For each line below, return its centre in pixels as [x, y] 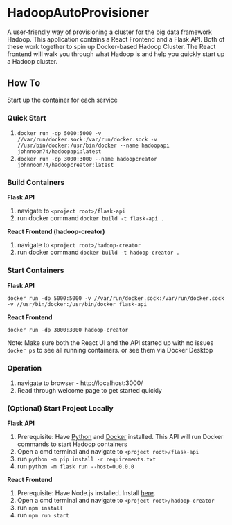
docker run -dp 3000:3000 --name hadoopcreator [87, 159]
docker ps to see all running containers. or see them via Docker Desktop [110, 350]
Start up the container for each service [62, 100]
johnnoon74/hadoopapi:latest [59, 152]
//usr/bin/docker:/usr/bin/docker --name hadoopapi [93, 146]
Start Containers [36, 270]
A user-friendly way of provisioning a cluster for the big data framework [110, 32]
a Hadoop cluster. [33, 61]
